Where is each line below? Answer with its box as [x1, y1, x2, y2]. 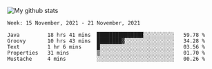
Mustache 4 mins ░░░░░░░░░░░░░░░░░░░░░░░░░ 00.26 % [7, 55, 206, 62]
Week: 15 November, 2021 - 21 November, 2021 [7, 20, 140, 27]
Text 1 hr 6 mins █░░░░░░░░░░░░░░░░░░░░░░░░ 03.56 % [7, 44, 206, 51]
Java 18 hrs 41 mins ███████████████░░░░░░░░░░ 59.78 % [7, 31, 206, 38]
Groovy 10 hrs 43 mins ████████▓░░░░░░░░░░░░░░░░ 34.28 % [7, 38, 206, 44]
